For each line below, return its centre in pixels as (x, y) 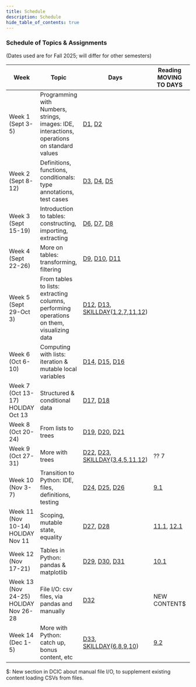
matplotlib (54, 572)
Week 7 (20, 386)
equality (51, 537)
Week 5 (20, 297)
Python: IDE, (57, 480)
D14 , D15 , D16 (104, 362)
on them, (52, 322)
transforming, (59, 262)
